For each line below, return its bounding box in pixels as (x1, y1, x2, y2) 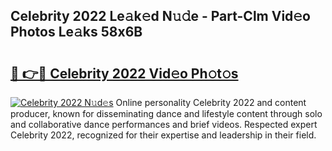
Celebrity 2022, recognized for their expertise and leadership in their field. (10, 129, 317, 141)
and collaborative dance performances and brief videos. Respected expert (10, 119, 318, 130)
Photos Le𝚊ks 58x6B (10, 24, 143, 41)
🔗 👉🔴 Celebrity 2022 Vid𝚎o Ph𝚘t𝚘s (10, 65, 239, 82)
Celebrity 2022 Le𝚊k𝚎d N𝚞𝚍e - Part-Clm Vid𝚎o (10, 8, 311, 25)
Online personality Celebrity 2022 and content (115, 97, 307, 108)
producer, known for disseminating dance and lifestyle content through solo (10, 108, 323, 119)
